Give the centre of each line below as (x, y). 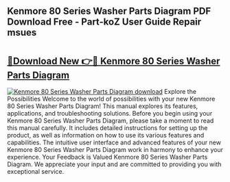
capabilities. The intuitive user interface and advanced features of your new (114, 142)
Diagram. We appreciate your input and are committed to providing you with (114, 164)
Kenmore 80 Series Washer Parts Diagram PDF (109, 11)
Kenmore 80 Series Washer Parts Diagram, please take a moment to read (111, 120)
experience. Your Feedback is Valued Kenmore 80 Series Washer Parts (107, 157)
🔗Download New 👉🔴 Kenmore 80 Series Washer (114, 61)
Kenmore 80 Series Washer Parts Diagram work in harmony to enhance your (115, 149)
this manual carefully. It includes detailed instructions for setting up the (107, 128)
